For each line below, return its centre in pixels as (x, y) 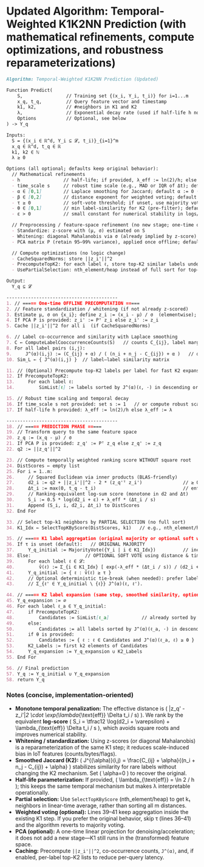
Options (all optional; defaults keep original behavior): (83, 169)
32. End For (21, 511)
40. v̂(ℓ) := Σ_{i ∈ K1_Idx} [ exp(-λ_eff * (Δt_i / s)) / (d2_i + (103, 567)
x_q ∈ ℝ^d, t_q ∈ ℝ (36, 146)
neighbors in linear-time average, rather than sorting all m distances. (101, 806)
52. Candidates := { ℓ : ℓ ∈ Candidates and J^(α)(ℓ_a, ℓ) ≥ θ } (100, 641)
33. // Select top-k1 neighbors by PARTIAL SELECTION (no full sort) (96, 522)
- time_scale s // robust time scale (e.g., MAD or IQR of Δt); (100, 186)
